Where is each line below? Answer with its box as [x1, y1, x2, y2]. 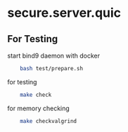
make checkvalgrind [20, 117, 77, 124]
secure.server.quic [7, 5, 122, 21]
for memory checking [7, 104, 70, 112]
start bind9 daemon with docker [7, 51, 101, 60]
